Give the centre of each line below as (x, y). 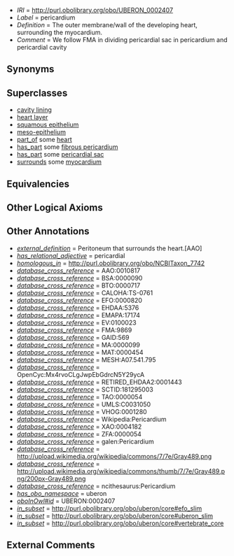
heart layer (32, 117)
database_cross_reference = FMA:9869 (74, 330)
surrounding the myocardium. (60, 32)
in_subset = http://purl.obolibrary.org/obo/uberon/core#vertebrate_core (120, 523)
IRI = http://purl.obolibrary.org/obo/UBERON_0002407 (95, 10)
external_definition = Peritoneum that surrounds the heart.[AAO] (109, 248)
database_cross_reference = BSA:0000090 (80, 278)
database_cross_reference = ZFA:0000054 (79, 434)
